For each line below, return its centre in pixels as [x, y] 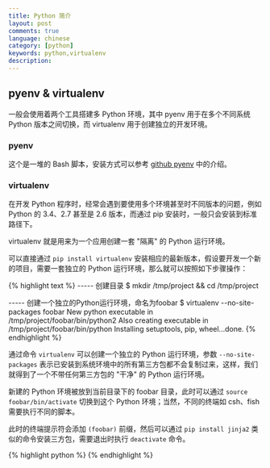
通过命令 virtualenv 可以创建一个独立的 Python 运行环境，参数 [113, 354]
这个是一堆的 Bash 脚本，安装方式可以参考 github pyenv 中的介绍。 [120, 164]
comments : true [34, 31]
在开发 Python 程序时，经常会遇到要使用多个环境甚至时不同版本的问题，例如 [135, 204]
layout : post [30, 23]
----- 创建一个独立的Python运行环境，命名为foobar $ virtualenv [114, 303]
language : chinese [39, 38]
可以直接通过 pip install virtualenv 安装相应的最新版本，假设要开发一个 [131, 258]
